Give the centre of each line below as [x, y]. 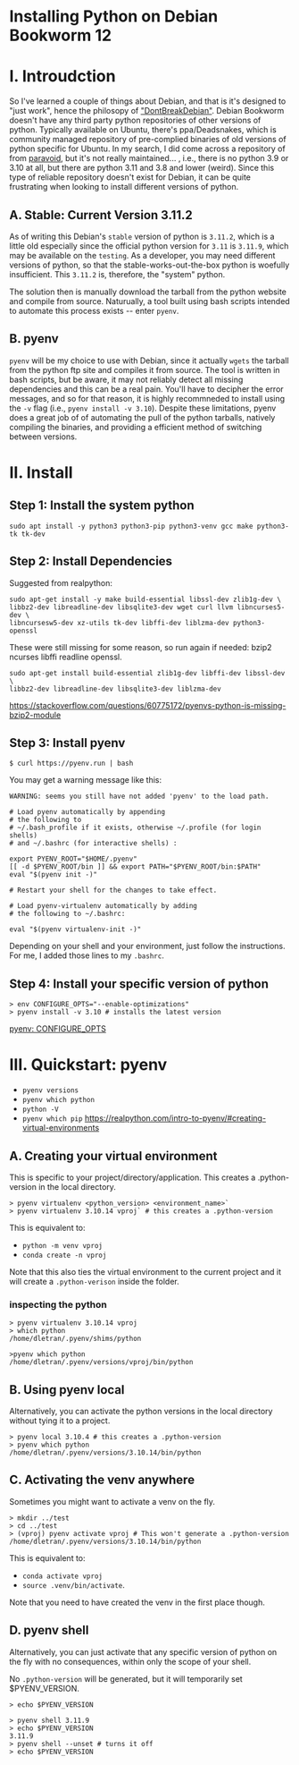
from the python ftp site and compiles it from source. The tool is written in [145, 369]
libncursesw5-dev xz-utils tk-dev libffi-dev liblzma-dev [119, 623]
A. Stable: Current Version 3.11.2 [101, 215]
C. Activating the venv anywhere [102, 1480]
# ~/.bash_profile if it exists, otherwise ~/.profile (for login [135, 828]
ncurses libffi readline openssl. [66, 657]
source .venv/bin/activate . [73, 1584]
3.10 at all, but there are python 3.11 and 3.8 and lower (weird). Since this [142, 168]
